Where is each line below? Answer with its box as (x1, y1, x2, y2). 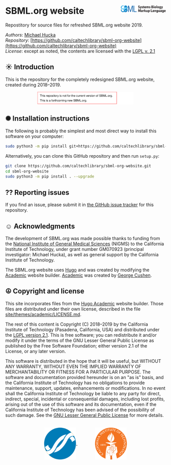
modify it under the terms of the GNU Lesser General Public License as (5, 337, 154, 343)
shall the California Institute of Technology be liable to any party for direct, (5, 390, 161, 396)
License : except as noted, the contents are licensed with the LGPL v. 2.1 (5, 48, 155, 54)
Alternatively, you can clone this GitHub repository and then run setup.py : (5, 153, 159, 159)
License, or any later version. (5, 348, 66, 354)
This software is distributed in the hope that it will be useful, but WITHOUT (5, 358, 161, 364)
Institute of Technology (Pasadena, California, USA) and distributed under (5, 326, 160, 333)
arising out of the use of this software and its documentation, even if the (5, 401, 157, 407)
